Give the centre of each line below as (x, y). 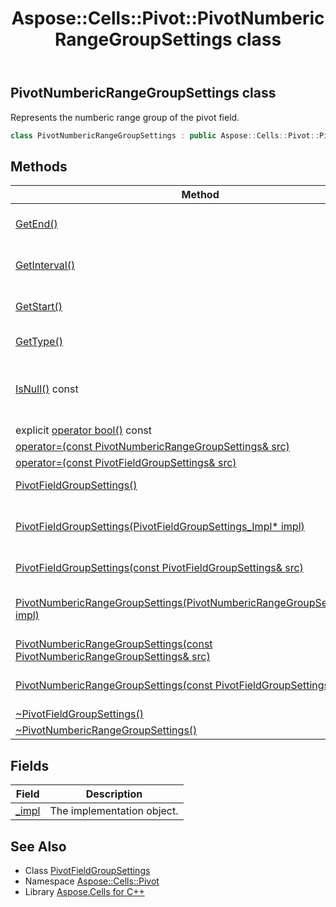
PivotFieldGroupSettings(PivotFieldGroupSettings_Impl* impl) (160, 527)
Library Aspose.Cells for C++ (84, 891)
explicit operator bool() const (84, 430)
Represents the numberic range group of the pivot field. (125, 117)
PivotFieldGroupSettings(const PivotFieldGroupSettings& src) (159, 568)
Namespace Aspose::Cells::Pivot (92, 881)
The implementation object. (114, 811)
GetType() (39, 342)
